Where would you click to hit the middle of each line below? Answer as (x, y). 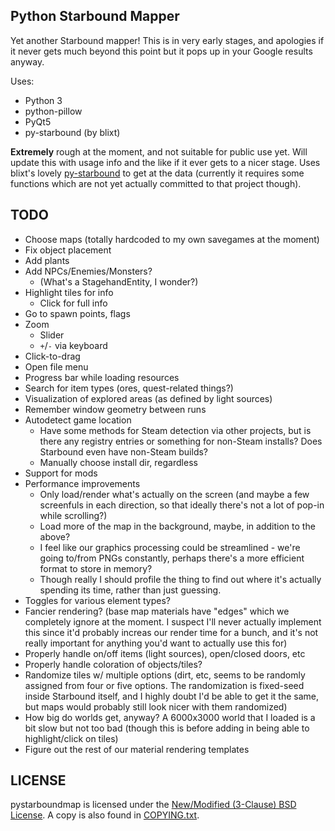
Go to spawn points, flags (77, 313)
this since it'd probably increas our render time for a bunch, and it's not (171, 632)
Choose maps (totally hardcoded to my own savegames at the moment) (172, 239)
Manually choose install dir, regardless (118, 462)
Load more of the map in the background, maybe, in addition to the (177, 526)
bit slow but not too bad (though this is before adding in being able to (167, 728)
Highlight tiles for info (69, 292)
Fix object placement (68, 250)
